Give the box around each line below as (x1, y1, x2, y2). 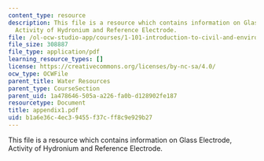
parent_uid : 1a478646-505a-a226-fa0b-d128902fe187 (8, 92, 178, 100)
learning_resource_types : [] (8, 56, 104, 64)
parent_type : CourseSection (8, 84, 101, 93)
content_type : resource (8, 11, 86, 20)
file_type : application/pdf (8, 48, 101, 56)
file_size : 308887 (8, 41, 68, 49)
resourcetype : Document (8, 99, 86, 107)
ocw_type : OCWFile (8, 70, 68, 78)
